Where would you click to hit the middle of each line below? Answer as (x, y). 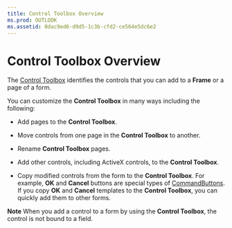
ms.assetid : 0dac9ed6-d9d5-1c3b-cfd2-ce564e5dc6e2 (82, 26)
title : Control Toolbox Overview (55, 14)
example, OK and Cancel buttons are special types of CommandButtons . (121, 183)
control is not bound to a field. (50, 219)
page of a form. (29, 88)
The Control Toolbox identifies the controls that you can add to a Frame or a (116, 80)
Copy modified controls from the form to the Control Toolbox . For (111, 176)
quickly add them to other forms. (64, 198)
